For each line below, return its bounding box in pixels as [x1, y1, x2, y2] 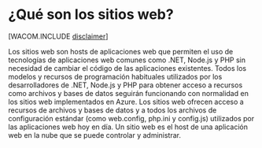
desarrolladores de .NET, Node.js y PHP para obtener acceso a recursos [8, 80, 243, 90]
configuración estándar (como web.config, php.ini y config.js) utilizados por [8, 113, 254, 123]
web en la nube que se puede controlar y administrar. [8, 130, 182, 139]
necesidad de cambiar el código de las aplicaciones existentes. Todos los [8, 63, 246, 72]
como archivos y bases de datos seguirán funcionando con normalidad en [8, 88, 249, 98]
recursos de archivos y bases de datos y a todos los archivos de [8, 105, 217, 115]
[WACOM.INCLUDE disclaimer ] [8, 31, 109, 41]
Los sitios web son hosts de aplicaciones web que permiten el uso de [8, 46, 234, 56]
